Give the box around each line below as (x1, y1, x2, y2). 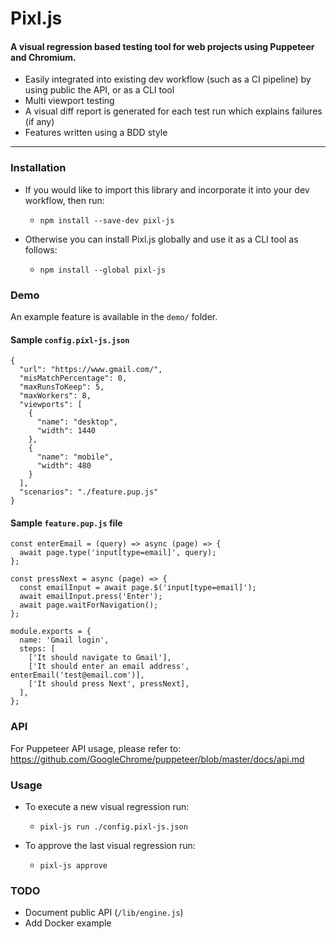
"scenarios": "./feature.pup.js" (19, 487, 159, 497)
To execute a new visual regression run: (24, 800, 190, 812)
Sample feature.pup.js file (10, 517, 123, 529)
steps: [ (19, 644, 56, 654)
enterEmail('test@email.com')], (10, 670, 145, 681)
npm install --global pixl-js (39, 265, 167, 275)
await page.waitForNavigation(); (19, 600, 159, 611)
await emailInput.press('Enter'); (19, 592, 163, 602)
